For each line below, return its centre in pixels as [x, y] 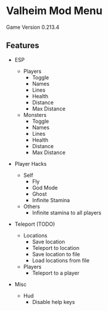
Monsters [35, 115]
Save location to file [56, 254]
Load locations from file [61, 260]
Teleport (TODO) [35, 224]
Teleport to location [56, 248]
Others [31, 206]
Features [23, 46]
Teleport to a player [56, 273]
